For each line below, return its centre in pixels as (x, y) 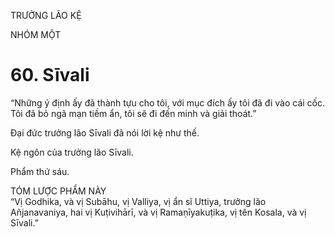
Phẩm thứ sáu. (40, 171)
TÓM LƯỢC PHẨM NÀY (58, 191)
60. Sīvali (50, 75)
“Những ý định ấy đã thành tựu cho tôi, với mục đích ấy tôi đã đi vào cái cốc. (168, 102)
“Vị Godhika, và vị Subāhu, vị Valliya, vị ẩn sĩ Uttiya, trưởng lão (138, 201)
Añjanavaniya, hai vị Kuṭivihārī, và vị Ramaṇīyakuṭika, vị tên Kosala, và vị (158, 212)
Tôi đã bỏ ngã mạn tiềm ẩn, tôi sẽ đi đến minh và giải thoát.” (133, 113)
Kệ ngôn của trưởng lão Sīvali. (72, 152)
